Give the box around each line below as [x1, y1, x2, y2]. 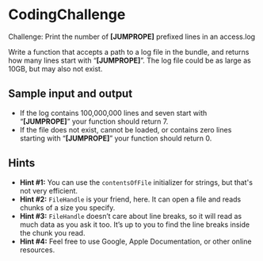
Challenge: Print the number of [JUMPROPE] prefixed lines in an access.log [8, 32, 256, 41]
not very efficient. [19, 186, 78, 195]
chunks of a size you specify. [19, 202, 116, 212]
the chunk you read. [19, 228, 86, 237]
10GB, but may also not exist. [8, 63, 103, 73]
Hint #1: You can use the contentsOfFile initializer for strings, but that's [19, 177, 253, 187]
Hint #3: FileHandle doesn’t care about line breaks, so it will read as [19, 211, 242, 221]
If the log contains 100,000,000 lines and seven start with [19, 108, 208, 117]
